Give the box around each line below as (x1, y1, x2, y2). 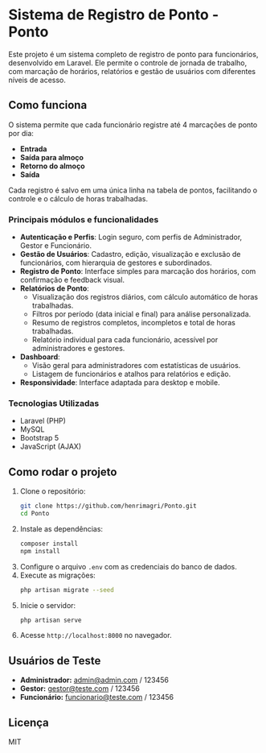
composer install (19, 540, 79, 548)
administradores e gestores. (31, 344, 125, 354)
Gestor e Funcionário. (19, 241, 92, 250)
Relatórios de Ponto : (19, 283, 90, 293)
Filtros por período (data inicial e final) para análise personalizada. (31, 309, 252, 319)
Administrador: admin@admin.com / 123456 (19, 675, 169, 685)
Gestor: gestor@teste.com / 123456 (19, 684, 141, 693)
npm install (19, 547, 60, 555)
